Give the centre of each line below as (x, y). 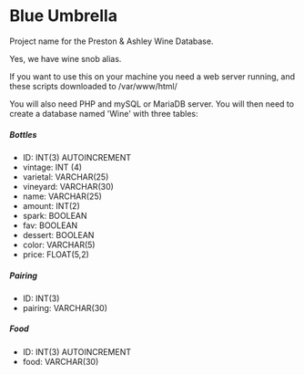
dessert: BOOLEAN (58, 234)
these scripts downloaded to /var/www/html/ (93, 86)
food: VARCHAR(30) (61, 361)
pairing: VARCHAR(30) (65, 307)
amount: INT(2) (51, 205)
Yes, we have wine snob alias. (66, 58)
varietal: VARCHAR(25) (66, 177)
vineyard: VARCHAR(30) (68, 186)
